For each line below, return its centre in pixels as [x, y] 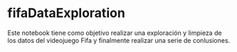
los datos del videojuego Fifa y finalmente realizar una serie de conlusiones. [119, 40]
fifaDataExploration [67, 13]
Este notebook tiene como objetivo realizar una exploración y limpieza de [115, 33]
